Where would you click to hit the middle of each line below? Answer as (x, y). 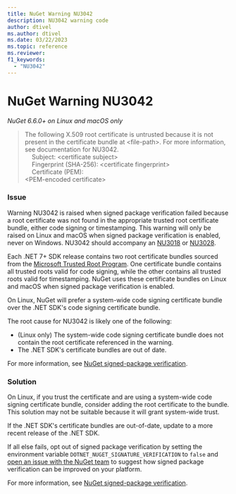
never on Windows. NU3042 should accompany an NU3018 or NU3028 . (112, 242)
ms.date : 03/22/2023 (38, 40)
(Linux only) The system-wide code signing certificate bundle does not (120, 335)
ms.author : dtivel (34, 33)
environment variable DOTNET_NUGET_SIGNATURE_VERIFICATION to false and (113, 455)
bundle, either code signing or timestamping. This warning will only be (109, 228)
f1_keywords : (26, 60)
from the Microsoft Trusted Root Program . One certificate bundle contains (114, 264)
